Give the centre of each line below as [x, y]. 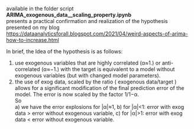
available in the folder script [40, 9]
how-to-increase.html [33, 40]
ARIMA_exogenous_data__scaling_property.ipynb [69, 15]
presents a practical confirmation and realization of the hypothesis [87, 21]
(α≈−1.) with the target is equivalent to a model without [108, 69]
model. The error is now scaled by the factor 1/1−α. [77, 94]
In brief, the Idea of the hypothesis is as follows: [64, 51]
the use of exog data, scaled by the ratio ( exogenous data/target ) [96, 82]
